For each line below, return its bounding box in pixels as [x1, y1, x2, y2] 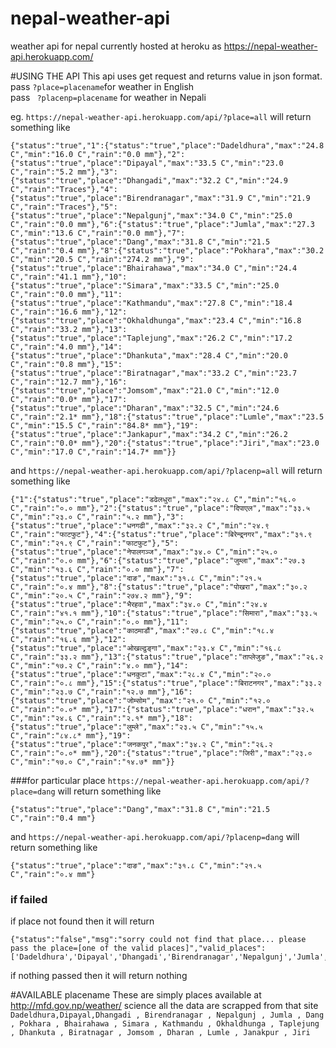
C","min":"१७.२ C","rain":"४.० [10, 660, 140, 671]
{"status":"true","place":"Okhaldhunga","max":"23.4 [10, 315, 235, 326]
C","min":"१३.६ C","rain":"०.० [10, 564, 140, 574]
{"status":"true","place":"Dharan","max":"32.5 [10, 403, 213, 413]
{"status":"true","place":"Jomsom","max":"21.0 [10, 385, 213, 396]
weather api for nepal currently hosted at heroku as [10, 40, 222, 52]
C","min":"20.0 [224, 350, 288, 361]
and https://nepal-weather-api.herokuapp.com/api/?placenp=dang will [10, 830, 300, 842]
